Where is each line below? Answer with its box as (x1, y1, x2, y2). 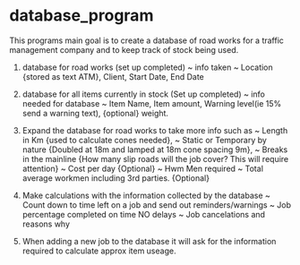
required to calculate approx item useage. (21, 245, 176, 256)
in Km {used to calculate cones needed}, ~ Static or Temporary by (21, 134, 267, 145)
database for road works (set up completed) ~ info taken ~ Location (21, 62, 273, 73)
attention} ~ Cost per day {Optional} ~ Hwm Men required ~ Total (21, 163, 264, 174)
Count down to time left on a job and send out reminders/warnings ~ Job (21, 199, 291, 210)
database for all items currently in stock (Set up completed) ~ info (21, 89, 266, 99)
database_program (9, 5, 154, 26)
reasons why (21, 218, 70, 229)
